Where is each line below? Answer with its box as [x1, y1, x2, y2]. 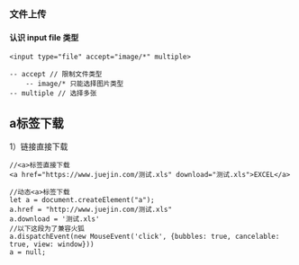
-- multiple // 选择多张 [9, 89, 97, 98]
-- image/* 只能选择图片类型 [25, 79, 124, 89]
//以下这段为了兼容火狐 [9, 224, 86, 233]
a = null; [9, 247, 47, 257]
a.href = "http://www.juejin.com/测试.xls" [9, 205, 173, 214]
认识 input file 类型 [9, 31, 79, 42]
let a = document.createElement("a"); [9, 195, 155, 204]
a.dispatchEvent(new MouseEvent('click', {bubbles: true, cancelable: [9, 232, 280, 241]
